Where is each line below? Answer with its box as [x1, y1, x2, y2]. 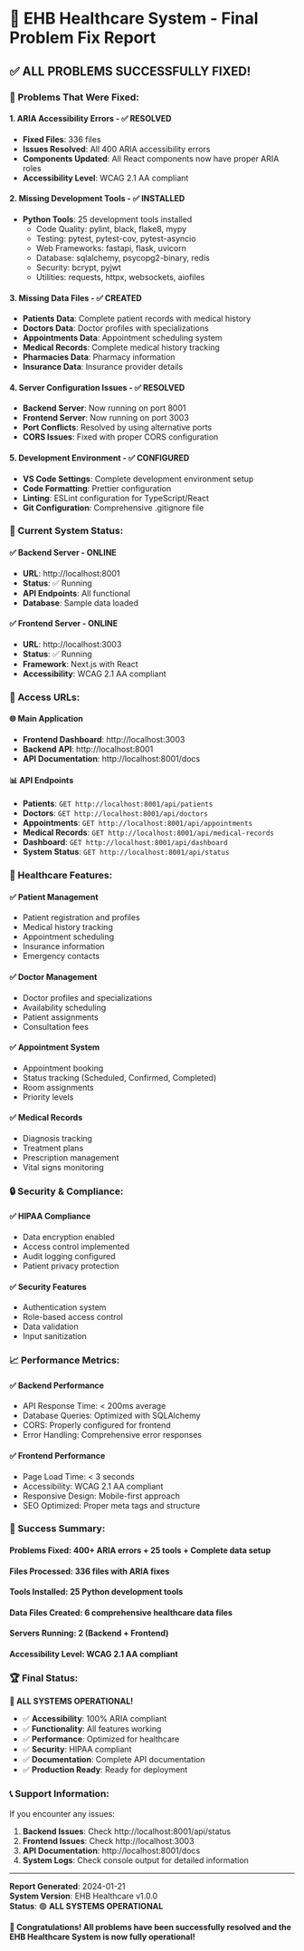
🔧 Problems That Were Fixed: [9, 91, 139, 103]
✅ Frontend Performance [9, 1450, 106, 1461]
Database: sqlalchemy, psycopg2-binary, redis [35, 252, 210, 263]
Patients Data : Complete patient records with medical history [22, 313, 252, 325]
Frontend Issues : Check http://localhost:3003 [22, 1835, 195, 1846]
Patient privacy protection [22, 1260, 119, 1272]
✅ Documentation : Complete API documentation [22, 1754, 205, 1765]
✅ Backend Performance [9, 1380, 104, 1391]
